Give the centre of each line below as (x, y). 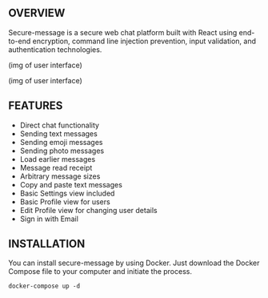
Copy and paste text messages (71, 184)
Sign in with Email (49, 219)
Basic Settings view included (67, 193)
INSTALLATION (47, 244)
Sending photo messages (62, 151)
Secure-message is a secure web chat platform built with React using (123, 32)
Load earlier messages (58, 159)
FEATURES (36, 106)
